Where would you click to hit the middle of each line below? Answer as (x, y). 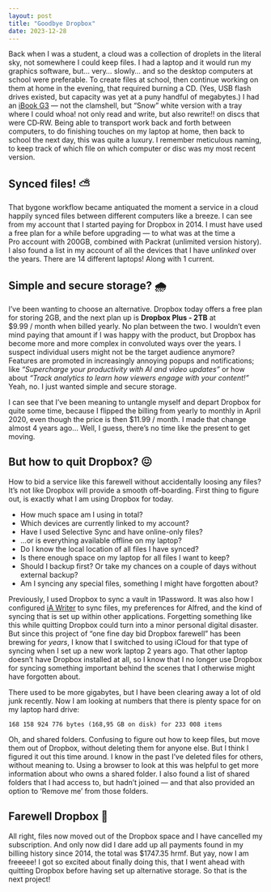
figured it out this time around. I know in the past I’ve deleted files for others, (136, 756)
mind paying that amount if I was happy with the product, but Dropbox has (132, 335)
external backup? (49, 574)
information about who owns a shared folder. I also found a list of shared (129, 774)
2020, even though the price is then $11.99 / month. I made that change (127, 419)
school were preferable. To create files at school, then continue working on (133, 80)
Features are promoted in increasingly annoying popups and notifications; (131, 361)
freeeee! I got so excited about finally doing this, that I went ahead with (127, 862)
